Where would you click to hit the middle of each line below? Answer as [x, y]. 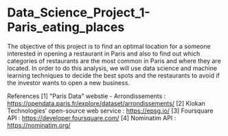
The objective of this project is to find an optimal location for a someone [109, 46]
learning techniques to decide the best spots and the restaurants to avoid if [113, 75]
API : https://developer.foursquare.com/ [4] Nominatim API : [92, 117]
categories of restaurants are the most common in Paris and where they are [114, 60]
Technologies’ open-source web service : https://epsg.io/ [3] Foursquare [111, 111]
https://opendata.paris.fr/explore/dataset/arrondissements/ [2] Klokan [106, 103]
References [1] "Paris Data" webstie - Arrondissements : [87, 96]
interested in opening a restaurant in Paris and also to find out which [104, 54]
